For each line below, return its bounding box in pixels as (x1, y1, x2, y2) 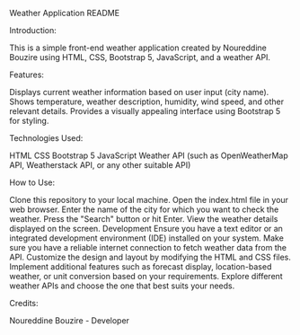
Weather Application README (9, 8, 119, 18)
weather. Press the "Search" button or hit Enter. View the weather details (9, 214, 278, 224)
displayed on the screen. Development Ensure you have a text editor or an (9, 224, 283, 234)
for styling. (9, 116, 49, 126)
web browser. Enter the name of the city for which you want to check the (9, 204, 279, 215)
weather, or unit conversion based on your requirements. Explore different (9, 271, 283, 281)
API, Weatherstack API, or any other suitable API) (9, 160, 191, 170)
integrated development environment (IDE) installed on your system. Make (9, 233, 285, 243)
